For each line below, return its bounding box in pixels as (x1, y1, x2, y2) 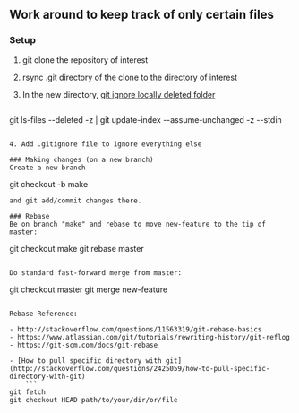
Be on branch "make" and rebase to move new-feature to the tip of (9, 219, 267, 228)
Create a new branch (9, 163, 87, 172)
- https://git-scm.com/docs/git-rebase (9, 340, 158, 349)
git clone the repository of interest (21, 54, 149, 65)
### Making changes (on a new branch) (9, 155, 154, 164)
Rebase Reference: (9, 309, 78, 318)
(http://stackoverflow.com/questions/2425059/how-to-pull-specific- (9, 364, 270, 373)
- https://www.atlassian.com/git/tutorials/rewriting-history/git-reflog (9, 332, 291, 341)
